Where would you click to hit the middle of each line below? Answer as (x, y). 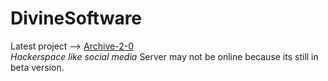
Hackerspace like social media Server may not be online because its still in (164, 56)
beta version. (37, 67)
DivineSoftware (76, 18)
